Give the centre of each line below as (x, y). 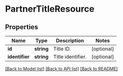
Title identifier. (70, 57)
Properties (22, 27)
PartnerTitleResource (50, 9)
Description (70, 41)
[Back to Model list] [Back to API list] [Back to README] (61, 69)
